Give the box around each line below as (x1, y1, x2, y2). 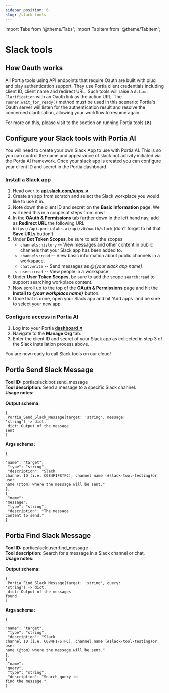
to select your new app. (12, 301, 62, 307)
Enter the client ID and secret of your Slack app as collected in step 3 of (12, 335, 163, 342)
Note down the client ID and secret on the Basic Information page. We (12, 203, 160, 210)
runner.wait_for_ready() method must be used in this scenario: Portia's (5, 99, 156, 105)
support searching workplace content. (12, 279, 93, 285)
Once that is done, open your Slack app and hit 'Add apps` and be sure (12, 295, 160, 301)
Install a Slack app (5, 176, 51, 183)
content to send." (5, 513, 44, 518)
